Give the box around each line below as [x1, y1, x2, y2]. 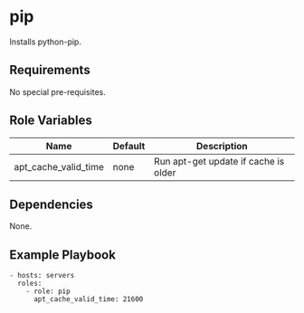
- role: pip [25, 287, 71, 296]
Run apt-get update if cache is [153, 155, 285, 167]
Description [195, 139, 248, 152]
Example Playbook [9, 247, 116, 262]
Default [112, 139, 146, 152]
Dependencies [9, 196, 93, 212]
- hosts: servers [9, 271, 75, 280]
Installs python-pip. [9, 36, 81, 47]
